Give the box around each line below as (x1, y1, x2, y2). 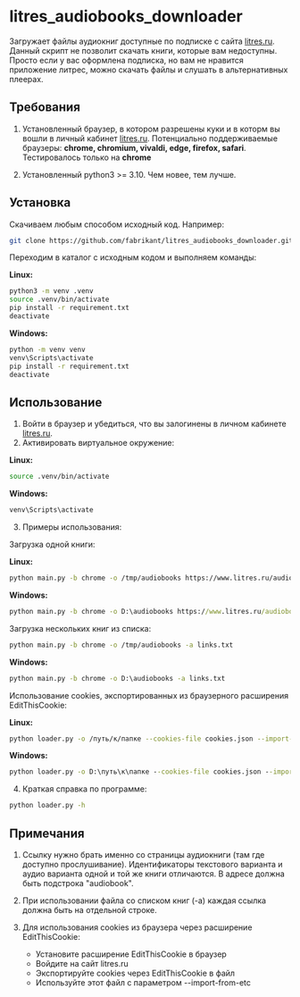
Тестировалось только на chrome (21, 152, 152, 163)
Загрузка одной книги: (9, 539, 96, 549)
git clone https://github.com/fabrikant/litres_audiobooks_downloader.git (9, 236, 294, 245)
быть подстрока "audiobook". (21, 877, 134, 888)
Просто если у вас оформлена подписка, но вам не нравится (9, 54, 244, 65)
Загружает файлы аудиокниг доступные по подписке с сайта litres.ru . (9, 36, 275, 46)
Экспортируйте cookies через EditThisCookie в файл (35, 968, 235, 978)
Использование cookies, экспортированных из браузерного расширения (9, 690, 288, 700)
